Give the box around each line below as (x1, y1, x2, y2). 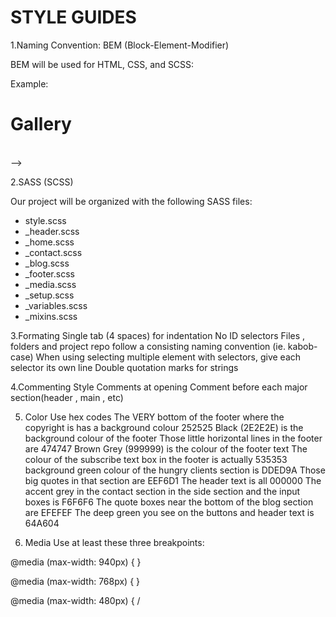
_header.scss (24, 225, 80, 237)
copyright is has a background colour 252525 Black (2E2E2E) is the (24, 421, 304, 433)
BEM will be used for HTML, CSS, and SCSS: (10, 58, 195, 70)
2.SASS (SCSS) (10, 176, 74, 188)
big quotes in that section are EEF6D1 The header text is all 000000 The (24, 474, 322, 486)
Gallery (10, 113, 72, 136)
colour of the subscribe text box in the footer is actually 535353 (24, 453, 288, 465)
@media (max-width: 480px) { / (10, 594, 141, 606)
